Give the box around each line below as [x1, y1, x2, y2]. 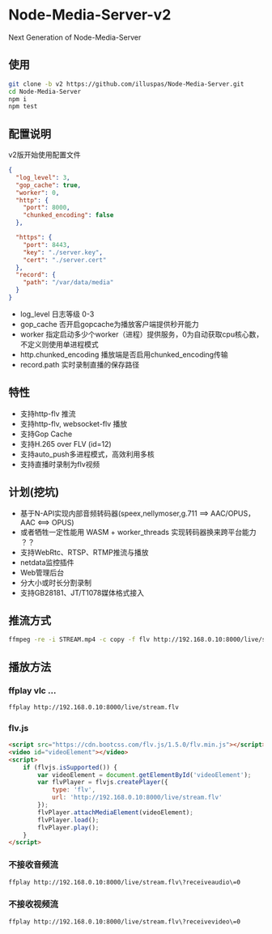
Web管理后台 [19, 567, 65, 577]
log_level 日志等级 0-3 [19, 309, 95, 319]
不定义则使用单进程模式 [19, 339, 99, 349]
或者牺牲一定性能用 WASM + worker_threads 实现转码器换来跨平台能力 [19, 527, 257, 537]
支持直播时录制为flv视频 [19, 459, 100, 469]
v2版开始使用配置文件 [8, 150, 81, 159]
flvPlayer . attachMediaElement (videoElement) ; [37, 808, 194, 817]
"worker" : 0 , [15, 189, 60, 197]
